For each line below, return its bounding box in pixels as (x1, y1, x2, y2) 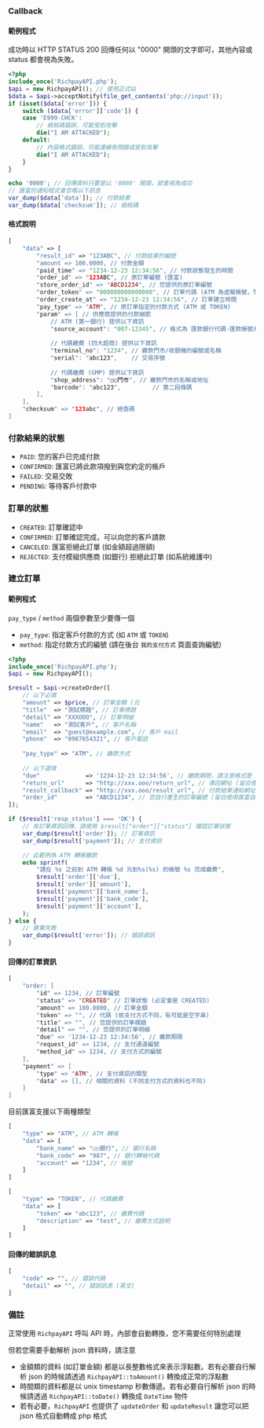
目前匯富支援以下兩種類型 (8, 1107, 91, 1116)
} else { (8, 917, 37, 925)
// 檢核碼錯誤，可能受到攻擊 (36, 122, 118, 130)
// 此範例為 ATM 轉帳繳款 (22, 851, 98, 859)
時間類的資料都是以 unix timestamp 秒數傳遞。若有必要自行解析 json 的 (19, 1382, 249, 1391)
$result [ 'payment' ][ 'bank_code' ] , (36, 895, 149, 903)
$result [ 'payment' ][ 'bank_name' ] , (36, 888, 149, 896)
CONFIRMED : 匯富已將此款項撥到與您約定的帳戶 (19, 462, 167, 471)
